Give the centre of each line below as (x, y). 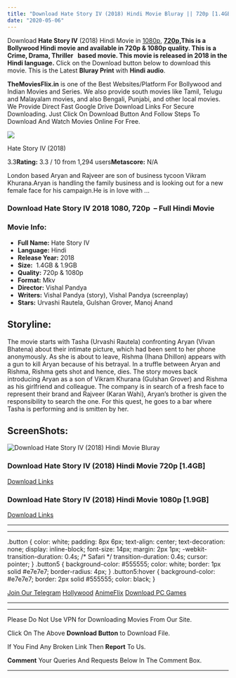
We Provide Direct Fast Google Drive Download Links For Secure (101, 106)
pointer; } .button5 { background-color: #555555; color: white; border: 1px (114, 564)
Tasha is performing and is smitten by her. (68, 409)
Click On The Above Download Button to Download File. (89, 633)
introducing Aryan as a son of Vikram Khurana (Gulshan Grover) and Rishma (117, 379)
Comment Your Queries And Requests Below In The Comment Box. (105, 660)
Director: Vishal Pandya (52, 287)
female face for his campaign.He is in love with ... (78, 190)
